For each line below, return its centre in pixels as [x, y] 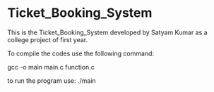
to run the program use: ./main [52, 80]
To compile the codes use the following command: [81, 53]
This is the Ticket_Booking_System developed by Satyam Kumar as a [107, 32]
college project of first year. [48, 39]
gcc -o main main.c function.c [51, 67]
